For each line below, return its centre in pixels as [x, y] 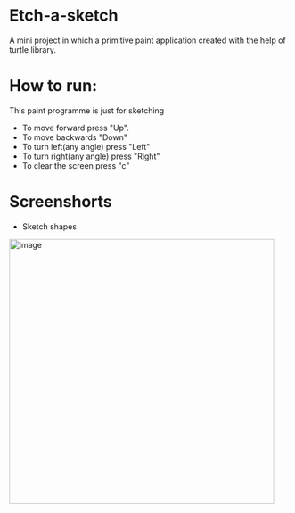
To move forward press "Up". [75, 128]
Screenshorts [61, 202]
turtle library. [33, 49]
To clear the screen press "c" [76, 165]
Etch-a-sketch [64, 16]
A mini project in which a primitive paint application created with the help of [148, 40]
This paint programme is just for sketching [87, 110]
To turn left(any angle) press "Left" [86, 146]
